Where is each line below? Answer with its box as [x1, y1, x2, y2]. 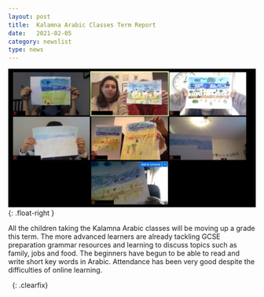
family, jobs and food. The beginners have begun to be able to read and [8, 248, 240, 258]
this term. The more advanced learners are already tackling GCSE [8, 232, 222, 241]
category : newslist [8, 38, 72, 46]
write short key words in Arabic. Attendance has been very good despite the [8, 256, 255, 266]
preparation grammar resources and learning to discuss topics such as [8, 240, 237, 249]
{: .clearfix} [11, 280, 49, 290]
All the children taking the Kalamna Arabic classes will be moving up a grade [8, 223, 255, 233]
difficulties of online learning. [8, 265, 103, 274]
